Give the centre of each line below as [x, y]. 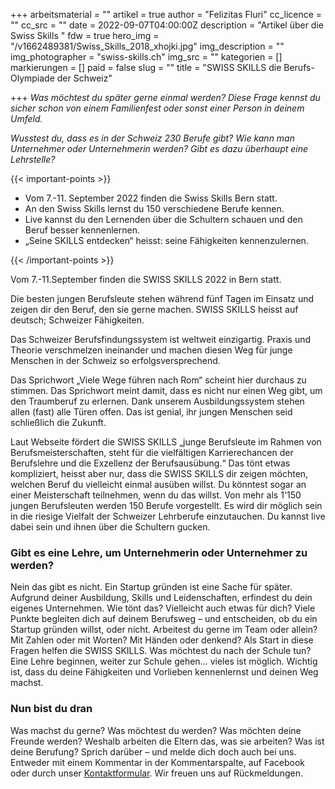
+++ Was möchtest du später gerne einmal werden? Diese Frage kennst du [165, 97]
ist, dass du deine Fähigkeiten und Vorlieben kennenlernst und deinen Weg [164, 672]
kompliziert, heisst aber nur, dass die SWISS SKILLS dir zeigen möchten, [159, 473]
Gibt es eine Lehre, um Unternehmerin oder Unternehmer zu [159, 552]
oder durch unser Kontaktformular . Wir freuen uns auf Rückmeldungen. [157, 773]
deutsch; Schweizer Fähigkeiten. [77, 320]
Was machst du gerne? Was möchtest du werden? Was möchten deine [156, 730]
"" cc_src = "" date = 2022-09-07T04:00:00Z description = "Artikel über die [167, 25]
